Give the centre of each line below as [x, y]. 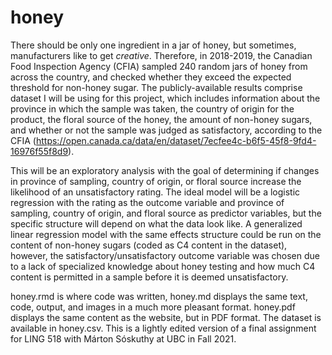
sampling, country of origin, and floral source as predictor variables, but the [166, 213]
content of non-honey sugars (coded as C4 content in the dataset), [149, 245]
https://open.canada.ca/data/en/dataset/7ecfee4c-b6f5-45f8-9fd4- [176, 140]
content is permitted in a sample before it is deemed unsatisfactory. [149, 277]
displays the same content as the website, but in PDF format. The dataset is [166, 317]
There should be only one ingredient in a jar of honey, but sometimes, [153, 45]
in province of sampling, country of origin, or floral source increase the [156, 181]
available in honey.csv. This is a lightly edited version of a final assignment [163, 328]
